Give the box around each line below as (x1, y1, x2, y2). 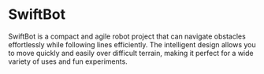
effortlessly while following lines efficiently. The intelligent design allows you (8, 39, 256, 49)
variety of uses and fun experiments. (8, 57, 128, 66)
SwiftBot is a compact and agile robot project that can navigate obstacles (8, 31, 246, 41)
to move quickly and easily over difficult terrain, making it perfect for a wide (8, 48, 254, 57)
